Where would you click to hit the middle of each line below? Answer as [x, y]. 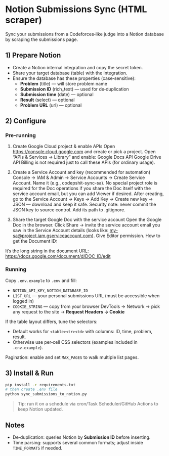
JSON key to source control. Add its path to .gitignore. [69, 210]
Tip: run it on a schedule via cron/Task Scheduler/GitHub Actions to [88, 404]
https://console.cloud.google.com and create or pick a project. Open [84, 152]
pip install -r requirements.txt [40, 385]
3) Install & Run [30, 373]
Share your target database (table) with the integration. [70, 73]
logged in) [23, 301]
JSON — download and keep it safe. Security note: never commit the [84, 204]
